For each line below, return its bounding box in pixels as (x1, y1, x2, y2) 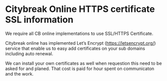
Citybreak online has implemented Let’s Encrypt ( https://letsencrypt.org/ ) (5, 40, 156, 46)
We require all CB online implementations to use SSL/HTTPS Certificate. (5, 30, 153, 36)
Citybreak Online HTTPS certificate (5, 3, 155, 15)
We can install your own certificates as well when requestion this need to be (5, 60, 162, 66)
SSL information (5, 14, 73, 25)
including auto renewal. (5, 51, 53, 57)
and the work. (5, 71, 34, 77)
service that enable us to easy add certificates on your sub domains (5, 45, 145, 51)
